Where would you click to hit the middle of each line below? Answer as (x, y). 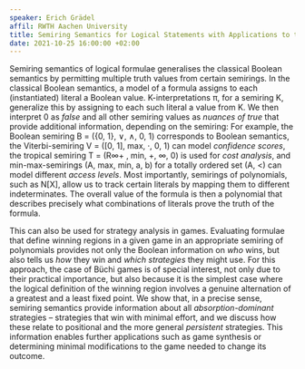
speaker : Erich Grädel (52, 18)
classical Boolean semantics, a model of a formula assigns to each (134, 88)
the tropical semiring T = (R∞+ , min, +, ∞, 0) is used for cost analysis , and (150, 156)
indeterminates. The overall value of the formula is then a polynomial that (146, 194)
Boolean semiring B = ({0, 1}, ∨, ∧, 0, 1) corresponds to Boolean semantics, (150, 136)
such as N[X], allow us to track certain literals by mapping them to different (150, 184)
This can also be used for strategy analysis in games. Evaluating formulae (147, 231)
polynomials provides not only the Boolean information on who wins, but (144, 250)
